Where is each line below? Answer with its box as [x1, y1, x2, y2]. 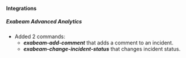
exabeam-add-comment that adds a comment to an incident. [23, 39, 174, 46]
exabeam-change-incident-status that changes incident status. [23, 45, 181, 52]
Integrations [6, 5, 37, 12]
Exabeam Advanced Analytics [6, 18, 82, 25]
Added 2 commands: [14, 33, 66, 40]
